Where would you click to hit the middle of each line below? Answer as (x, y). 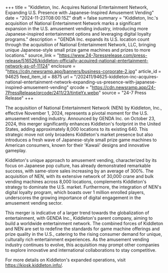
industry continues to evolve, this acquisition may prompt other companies (82, 245)
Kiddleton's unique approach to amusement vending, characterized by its (81, 160)
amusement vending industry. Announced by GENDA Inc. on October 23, (80, 118)
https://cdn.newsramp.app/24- (124, 87)
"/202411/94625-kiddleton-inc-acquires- (116, 77)
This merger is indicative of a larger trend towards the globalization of (77, 213)
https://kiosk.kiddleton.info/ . (34, 265)
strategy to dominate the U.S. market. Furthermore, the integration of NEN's (83, 187)
